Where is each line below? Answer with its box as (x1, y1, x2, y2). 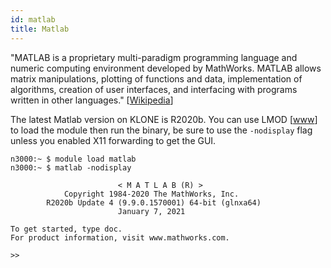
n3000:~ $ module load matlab (10, 154, 137, 164)
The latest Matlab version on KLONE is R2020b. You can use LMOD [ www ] (10, 113, 318, 125)
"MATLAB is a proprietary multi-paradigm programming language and (10, 51, 298, 63)
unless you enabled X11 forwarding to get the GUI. (10, 134, 217, 146)
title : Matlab (10, 24, 70, 34)
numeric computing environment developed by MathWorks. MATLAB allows (10, 62, 322, 74)
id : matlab (10, 14, 56, 25)
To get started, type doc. (10, 224, 123, 234)
